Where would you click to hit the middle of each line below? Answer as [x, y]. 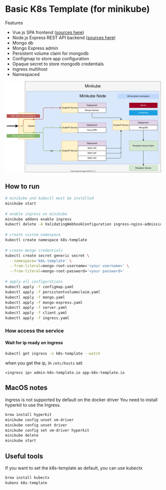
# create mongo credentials [34, 250]
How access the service [35, 330]
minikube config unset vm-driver [40, 420]
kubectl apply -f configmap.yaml [40, 287]
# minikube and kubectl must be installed [49, 199]
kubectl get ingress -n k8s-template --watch [53, 354]
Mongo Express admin [35, 48]
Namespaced [26, 74]
